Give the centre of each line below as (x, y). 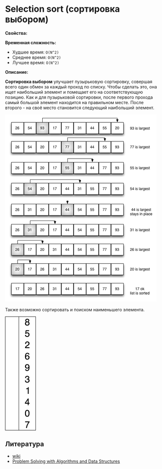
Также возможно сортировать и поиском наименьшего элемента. (75, 309)
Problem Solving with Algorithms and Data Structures (66, 461)
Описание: (17, 72)
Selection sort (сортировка (63, 9)
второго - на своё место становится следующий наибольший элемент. (80, 108)
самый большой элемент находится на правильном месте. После (74, 102)
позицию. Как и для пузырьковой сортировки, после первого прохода (79, 97)
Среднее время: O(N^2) (37, 57)
